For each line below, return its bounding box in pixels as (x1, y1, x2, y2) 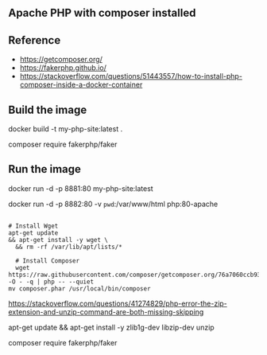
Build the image (8, 103, 87, 116)
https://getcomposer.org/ (19, 55, 103, 64)
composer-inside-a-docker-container (19, 80, 143, 90)
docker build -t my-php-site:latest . (8, 124, 123, 134)
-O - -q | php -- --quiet (8, 278, 94, 286)
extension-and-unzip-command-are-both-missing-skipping (8, 307, 204, 317)
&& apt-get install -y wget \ (8, 236, 109, 244)
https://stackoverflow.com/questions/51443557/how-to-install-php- (19, 72, 242, 81)
